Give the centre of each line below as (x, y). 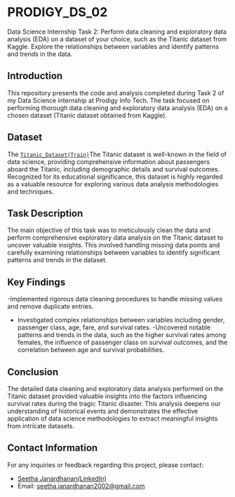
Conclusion (33, 372)
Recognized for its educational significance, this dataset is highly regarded (115, 177)
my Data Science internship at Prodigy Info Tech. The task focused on (108, 100)
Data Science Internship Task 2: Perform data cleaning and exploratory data (117, 32)
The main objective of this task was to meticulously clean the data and (109, 230)
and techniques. (31, 191)
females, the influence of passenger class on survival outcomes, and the (122, 342)
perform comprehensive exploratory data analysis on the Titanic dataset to (115, 238)
